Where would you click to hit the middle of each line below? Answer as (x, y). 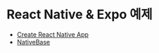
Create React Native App (53, 34)
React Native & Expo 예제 (79, 14)
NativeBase (33, 42)
